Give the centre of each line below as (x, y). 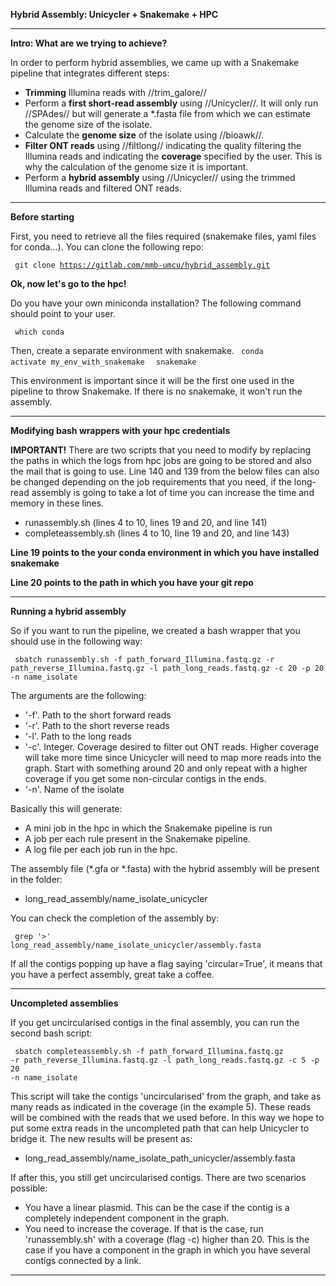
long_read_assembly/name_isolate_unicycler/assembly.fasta (136, 945)
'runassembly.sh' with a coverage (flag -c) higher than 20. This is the (167, 1239)
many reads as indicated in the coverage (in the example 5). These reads (161, 1107)
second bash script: (51, 1033)
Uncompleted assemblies (64, 1003)
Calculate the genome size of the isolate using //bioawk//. (144, 135)
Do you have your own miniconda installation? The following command (156, 303)
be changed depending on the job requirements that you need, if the (151, 482)
